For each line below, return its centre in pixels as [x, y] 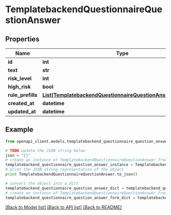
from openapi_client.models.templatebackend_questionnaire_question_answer [87, 141]
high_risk [19, 87]
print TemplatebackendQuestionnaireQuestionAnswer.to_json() [72, 174]
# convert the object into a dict [42, 183]
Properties [22, 39]
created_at [21, 103]
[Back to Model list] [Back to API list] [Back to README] [64, 207]
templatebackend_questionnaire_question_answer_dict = [65, 188]
